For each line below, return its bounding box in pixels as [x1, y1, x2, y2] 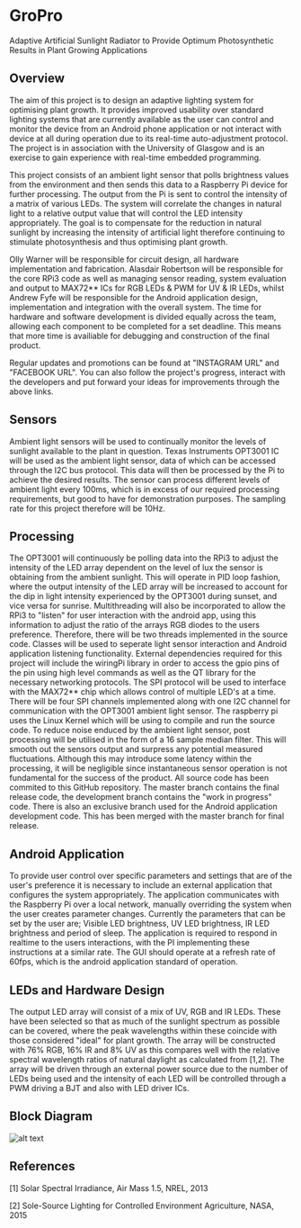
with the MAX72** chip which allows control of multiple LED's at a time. [9, 686, 277, 697]
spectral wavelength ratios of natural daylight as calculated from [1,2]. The [9, 1054, 285, 1064]
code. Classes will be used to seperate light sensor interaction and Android [9, 639, 288, 650]
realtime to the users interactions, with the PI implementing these [9, 937, 250, 948]
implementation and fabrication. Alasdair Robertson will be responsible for [9, 263, 284, 274]
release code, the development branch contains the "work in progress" [9, 792, 272, 802]
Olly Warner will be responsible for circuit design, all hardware [9, 254, 240, 264]
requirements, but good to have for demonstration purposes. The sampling [9, 493, 286, 504]
